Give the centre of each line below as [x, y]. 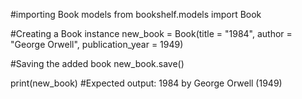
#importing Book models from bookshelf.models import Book [136, 14]
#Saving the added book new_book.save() [97, 63]
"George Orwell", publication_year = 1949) [97, 44]
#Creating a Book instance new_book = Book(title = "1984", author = [151, 33]
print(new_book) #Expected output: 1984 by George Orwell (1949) [146, 83]
